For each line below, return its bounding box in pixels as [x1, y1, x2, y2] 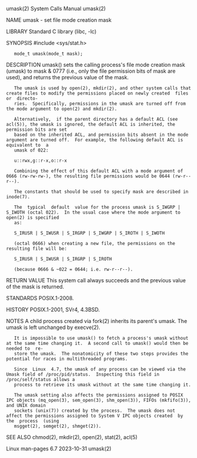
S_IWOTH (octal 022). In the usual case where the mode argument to [6, 209, 181, 215]
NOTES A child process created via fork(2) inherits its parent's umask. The [6, 318, 188, 324]
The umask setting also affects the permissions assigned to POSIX [14, 392, 183, 398]
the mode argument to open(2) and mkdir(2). [6, 106, 117, 112]
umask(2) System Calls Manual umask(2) [6, 5, 106, 12]
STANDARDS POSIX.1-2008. [6, 295, 74, 301]
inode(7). [6, 194, 31, 200]
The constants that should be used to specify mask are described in [14, 189, 189, 195]
